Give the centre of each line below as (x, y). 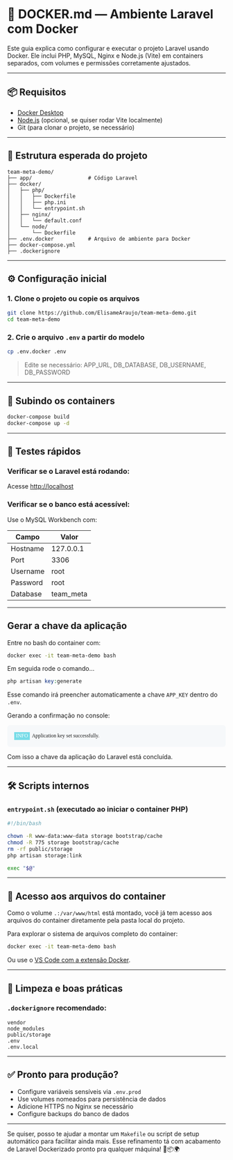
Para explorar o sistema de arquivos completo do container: (93, 934)
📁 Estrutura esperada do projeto (77, 156)
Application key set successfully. (66, 736)
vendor (17, 1022)
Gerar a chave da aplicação (67, 626)
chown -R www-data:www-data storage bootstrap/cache (85, 836)
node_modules (26, 1028)
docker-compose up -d (38, 423)
